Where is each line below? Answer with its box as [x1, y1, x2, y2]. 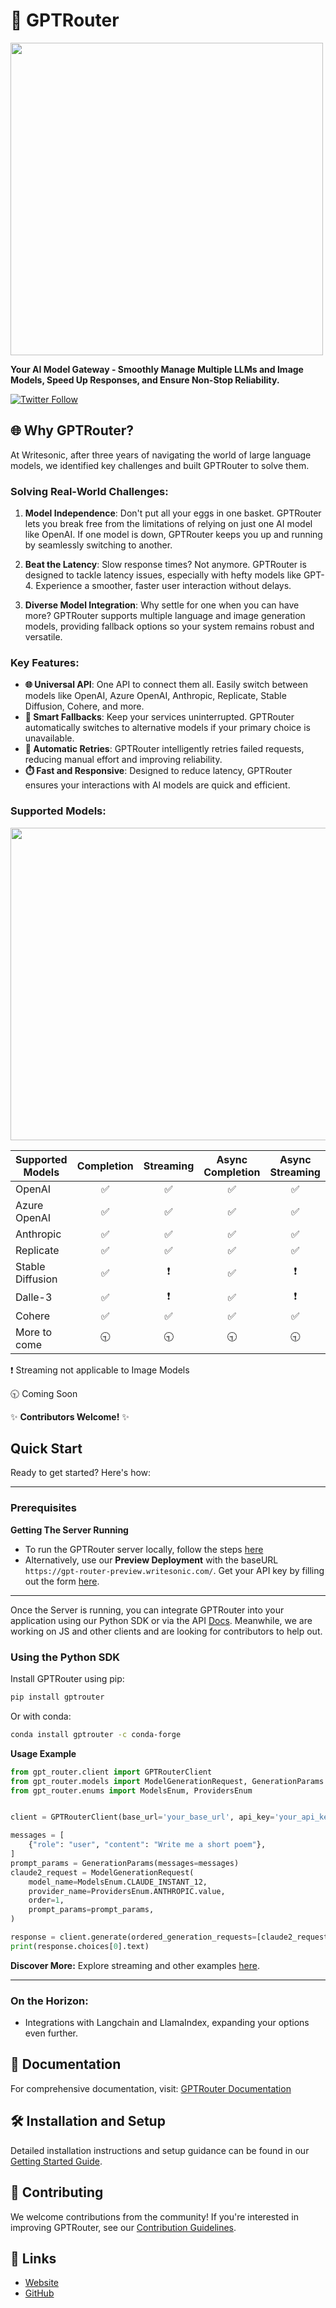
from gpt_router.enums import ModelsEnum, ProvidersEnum [10, 1785, 253, 1796]
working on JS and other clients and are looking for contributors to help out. [10, 1625, 323, 1637]
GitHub [24, 2287, 55, 2299]
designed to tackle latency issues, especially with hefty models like [24, 569, 302, 581]
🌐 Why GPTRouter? [10, 422, 135, 439]
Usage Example [10, 1747, 77, 1759]
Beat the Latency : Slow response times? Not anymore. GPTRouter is [24, 559, 307, 571]
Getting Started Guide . [10, 2155, 103, 2167]
